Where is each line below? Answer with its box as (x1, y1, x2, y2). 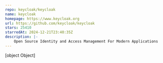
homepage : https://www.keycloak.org (5, 16, 80, 21)
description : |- (5, 35, 38, 40)
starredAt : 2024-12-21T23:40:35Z (5, 30, 73, 35)
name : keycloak (5, 12, 36, 17)
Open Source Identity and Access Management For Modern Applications (14, 39, 159, 44)
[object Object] (5, 52, 36, 58)
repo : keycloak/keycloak (5, 7, 56, 12)
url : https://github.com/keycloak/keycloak (5, 21, 95, 26)
